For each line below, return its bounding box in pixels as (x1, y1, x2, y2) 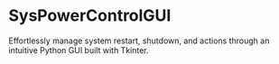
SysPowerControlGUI (8, 5, 172, 26)
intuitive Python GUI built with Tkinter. (8, 44, 150, 55)
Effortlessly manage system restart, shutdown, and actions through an (8, 35, 270, 46)
